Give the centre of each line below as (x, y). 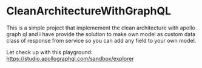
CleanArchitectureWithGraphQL (89, 11)
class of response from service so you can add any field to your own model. (101, 40)
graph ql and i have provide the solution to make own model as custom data (101, 34)
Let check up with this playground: (49, 52)
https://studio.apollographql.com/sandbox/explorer (70, 58)
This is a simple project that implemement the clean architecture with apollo (101, 28)
